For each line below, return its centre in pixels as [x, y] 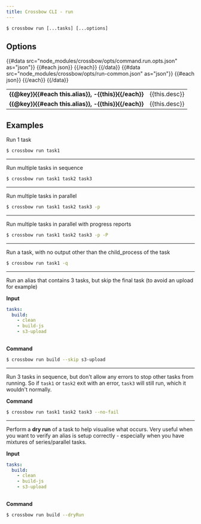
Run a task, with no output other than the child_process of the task [88, 252]
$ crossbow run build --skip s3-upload [56, 360]
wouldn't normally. [29, 389]
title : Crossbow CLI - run [40, 12]
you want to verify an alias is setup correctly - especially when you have [95, 435]
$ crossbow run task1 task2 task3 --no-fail [63, 412]
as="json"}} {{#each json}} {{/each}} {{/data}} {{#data [73, 67]
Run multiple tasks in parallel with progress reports [69, 224]
